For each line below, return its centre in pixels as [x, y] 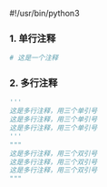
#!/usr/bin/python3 [44, 13]
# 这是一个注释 [34, 58]
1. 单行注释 [33, 38]
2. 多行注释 [34, 83]
